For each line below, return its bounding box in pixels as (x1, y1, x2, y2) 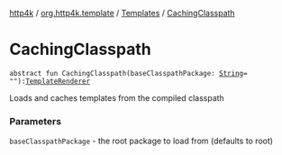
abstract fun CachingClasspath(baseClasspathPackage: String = (9, 68, 248, 77)
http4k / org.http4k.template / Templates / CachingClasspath (9, 8, 236, 18)
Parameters (9, 114, 61, 127)
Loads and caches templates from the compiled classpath (9, 92, 225, 103)
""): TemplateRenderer (9, 77, 91, 86)
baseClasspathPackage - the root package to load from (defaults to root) (9, 135, 273, 147)
